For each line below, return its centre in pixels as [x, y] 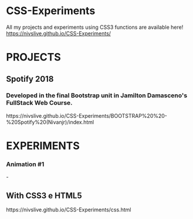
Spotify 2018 [30, 79]
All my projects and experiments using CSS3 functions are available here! [95, 27]
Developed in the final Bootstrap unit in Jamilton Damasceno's [97, 95]
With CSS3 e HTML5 [44, 195]
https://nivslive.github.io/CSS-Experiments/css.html [69, 210]
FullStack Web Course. [39, 103]
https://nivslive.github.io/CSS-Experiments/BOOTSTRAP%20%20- [87, 115]
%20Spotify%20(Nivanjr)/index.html [50, 122]
